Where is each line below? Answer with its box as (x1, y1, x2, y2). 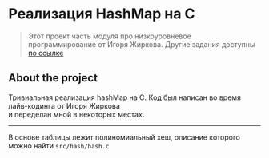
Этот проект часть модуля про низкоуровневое (27, 31, 192, 41)
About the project (8, 71, 98, 85)
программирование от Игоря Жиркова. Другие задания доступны (27, 39, 255, 49)
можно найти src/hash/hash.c (8, 140, 110, 150)
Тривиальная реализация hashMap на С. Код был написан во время (8, 93, 242, 102)
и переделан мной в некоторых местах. (8, 109, 145, 119)
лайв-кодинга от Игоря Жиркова (8, 101, 120, 110)
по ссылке (27, 48, 64, 57)
